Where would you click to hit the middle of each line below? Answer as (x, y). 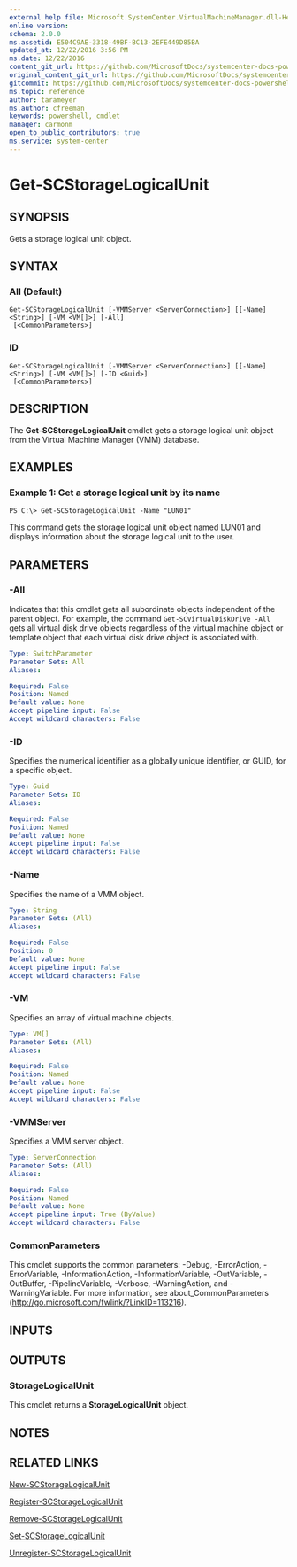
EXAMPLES (41, 467)
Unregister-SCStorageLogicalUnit (70, 1553)
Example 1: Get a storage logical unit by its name (115, 493)
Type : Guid (29, 787)
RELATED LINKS (54, 1463)
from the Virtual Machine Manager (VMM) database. (104, 439)
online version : (39, 26)
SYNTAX (34, 267)
